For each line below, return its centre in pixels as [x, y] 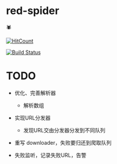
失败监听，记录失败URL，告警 [50, 155]
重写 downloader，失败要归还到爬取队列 [63, 142]
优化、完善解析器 [35, 93]
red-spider [33, 11]
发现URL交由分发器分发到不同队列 [64, 130]
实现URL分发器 [32, 118]
